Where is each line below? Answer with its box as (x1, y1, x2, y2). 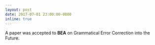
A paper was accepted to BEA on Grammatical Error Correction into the (5, 30, 151, 36)
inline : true (5, 16, 32, 21)
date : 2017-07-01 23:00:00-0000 (5, 12, 72, 17)
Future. (5, 35, 20, 41)
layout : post (5, 7, 32, 12)
